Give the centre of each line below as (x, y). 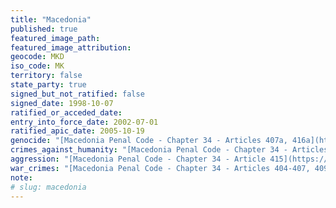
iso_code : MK (37, 66)
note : (21, 177)
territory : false (46, 76)
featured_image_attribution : (71, 47)
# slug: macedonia (48, 187)
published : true (44, 29)
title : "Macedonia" (51, 19)
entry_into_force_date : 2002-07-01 (84, 122)
